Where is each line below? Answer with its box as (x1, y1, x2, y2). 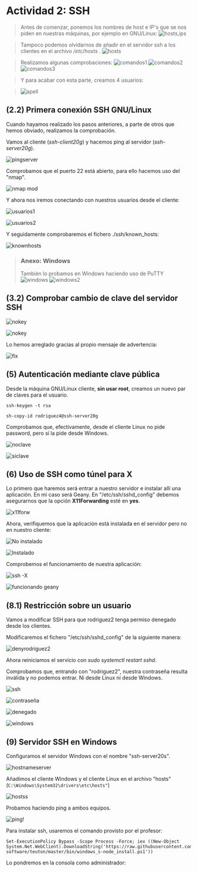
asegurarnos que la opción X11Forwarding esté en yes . (6, 497, 140, 504)
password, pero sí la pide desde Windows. (6, 430, 109, 437)
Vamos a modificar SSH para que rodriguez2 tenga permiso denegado (6, 616, 176, 623)
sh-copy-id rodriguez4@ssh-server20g (6, 413, 98, 419)
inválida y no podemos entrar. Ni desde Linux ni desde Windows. (6, 674, 163, 681)
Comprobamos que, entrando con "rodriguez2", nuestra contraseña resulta (6, 668, 188, 675)
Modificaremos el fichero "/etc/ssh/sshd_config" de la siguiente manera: (6, 634, 182, 641)
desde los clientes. (6, 623, 52, 630)
